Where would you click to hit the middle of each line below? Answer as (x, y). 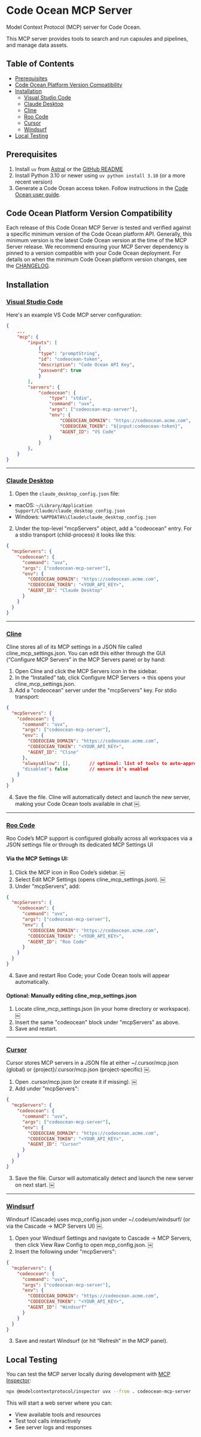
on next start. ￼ (35, 1185)
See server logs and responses (53, 1427)
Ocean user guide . (38, 194)
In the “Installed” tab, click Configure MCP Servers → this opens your (100, 677)
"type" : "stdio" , (71, 398)
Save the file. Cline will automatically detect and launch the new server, (103, 797)
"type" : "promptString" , (69, 354)
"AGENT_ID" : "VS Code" (88, 432)
